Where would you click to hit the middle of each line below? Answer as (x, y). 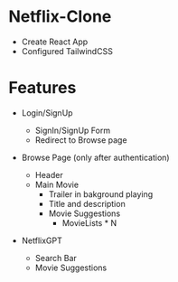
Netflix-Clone (60, 17)
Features (42, 88)
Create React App (55, 42)
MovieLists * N (89, 222)
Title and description (87, 203)
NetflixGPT (42, 240)
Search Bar (56, 258)
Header (49, 174)
